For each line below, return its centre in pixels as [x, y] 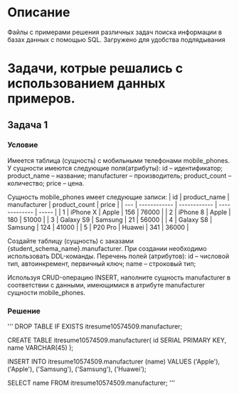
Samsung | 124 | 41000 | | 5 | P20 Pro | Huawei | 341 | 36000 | [98, 227]
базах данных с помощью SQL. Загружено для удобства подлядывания [116, 39]
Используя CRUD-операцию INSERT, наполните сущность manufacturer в [119, 277]
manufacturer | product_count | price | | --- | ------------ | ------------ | [112, 204]
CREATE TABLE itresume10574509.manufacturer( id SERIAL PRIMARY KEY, [117, 340]
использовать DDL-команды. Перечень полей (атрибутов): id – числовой [118, 256]
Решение [24, 311]
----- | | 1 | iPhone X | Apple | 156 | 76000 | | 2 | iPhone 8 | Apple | [135, 212]
